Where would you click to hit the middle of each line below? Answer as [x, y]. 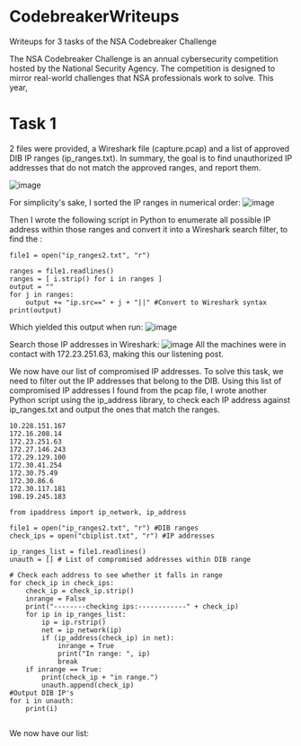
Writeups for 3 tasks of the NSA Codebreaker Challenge [113, 41]
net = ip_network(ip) [82, 630]
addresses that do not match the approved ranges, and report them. [135, 167]
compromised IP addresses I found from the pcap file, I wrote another [138, 390]
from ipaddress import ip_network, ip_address [98, 512]
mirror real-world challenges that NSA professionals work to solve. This [142, 77]
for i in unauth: [42, 701]
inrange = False [56, 599]
